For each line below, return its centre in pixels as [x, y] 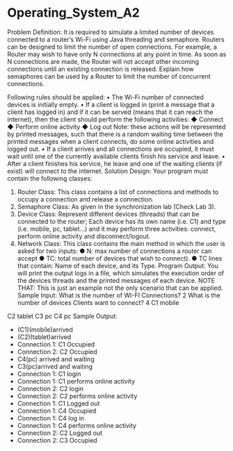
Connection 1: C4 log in [51, 418]
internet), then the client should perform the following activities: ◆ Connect [115, 119]
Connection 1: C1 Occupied [56, 344]
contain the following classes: [50, 178]
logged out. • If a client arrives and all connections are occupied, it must [111, 149]
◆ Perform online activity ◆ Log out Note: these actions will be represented [116, 126]
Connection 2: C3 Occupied [57, 440]
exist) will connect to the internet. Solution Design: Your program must [108, 171]
